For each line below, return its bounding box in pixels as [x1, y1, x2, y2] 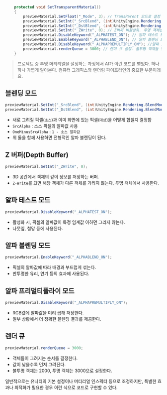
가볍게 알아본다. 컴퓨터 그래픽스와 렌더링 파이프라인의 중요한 [26, 67, 144, 73]
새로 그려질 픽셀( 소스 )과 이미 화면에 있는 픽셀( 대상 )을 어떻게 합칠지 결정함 [12, 117, 152, 123]
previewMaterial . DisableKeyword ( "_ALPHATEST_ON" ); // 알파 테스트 [23, 32, 158, 37]
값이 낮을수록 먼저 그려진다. [12, 361, 66, 367]
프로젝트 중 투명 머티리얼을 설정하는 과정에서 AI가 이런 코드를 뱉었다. [17, 60, 151, 67]
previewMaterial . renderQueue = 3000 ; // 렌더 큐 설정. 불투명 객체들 [23, 46, 159, 51]
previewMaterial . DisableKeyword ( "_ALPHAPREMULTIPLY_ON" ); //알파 [23, 42, 159, 47]
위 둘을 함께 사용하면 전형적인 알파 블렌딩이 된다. [12, 134, 107, 140]
